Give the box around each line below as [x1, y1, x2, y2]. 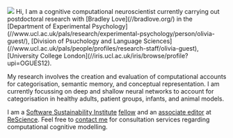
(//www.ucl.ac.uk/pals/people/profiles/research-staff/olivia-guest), [7, 44, 200, 52]
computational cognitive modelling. [7, 123, 108, 131]
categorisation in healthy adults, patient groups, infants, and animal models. [7, 94, 225, 103]
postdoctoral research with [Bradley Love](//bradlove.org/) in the [7, 15, 193, 23]
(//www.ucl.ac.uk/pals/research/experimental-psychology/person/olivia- [7, 30, 216, 37]
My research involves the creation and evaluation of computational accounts [7, 73, 227, 80]
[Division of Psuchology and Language [31, 37, 143, 45]
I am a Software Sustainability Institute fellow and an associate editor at [7, 108, 212, 116]
